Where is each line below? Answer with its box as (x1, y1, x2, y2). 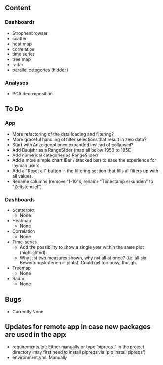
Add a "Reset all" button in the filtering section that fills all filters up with (12, 168, 159, 174)
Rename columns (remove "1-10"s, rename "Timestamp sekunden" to (12, 178, 154, 184)
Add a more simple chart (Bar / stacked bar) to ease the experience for (12, 157, 156, 163)
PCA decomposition (12, 90, 53, 96)
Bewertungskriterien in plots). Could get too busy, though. (19, 260, 137, 265)
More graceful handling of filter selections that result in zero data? (12, 136, 147, 142)
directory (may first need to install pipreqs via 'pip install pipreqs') (12, 349, 146, 355)
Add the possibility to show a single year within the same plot (19, 244, 144, 250)
